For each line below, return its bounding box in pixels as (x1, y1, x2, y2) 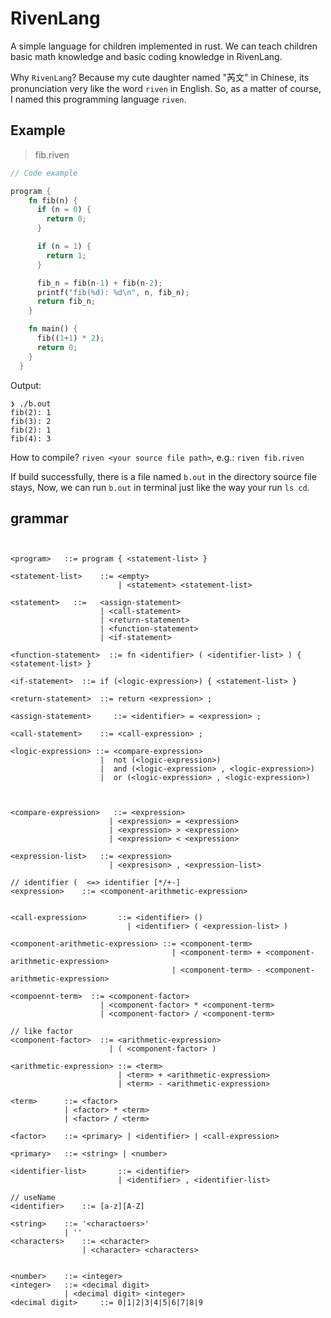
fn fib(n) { (28, 195, 78, 206)
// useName (10, 1193, 56, 1203)
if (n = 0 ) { (36, 205, 92, 215)
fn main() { (28, 324, 78, 334)
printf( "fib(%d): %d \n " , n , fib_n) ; (36, 287, 190, 297)
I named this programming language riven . (10, 93, 187, 105)
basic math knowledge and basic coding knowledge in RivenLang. (10, 50, 283, 62)
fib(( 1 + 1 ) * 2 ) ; (36, 333, 105, 343)
